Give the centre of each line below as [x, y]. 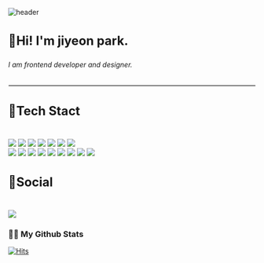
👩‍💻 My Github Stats [46, 234]
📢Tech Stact [44, 111]
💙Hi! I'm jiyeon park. [68, 41]
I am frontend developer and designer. [70, 64]
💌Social [31, 182]
